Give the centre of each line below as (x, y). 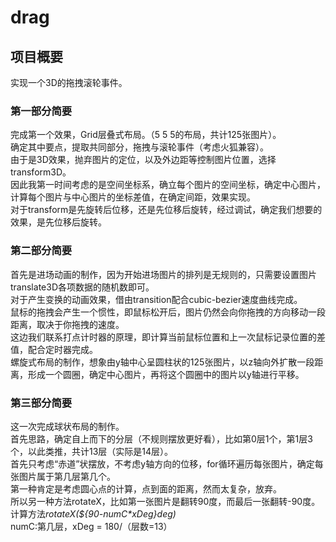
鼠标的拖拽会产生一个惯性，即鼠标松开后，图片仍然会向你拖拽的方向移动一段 (168, 312)
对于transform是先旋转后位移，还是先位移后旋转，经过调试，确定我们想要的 (166, 210)
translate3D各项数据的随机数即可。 (82, 287)
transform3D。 (41, 172)
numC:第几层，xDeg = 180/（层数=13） (91, 526)
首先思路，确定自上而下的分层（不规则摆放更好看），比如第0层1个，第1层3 (161, 438)
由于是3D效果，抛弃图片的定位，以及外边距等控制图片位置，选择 (143, 160)
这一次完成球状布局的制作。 (67, 426)
